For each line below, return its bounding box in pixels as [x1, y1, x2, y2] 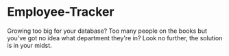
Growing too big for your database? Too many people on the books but [7, 27, 208, 35]
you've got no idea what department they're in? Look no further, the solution [7, 33, 223, 42]
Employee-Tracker [7, 4, 114, 20]
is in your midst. [7, 41, 53, 49]
